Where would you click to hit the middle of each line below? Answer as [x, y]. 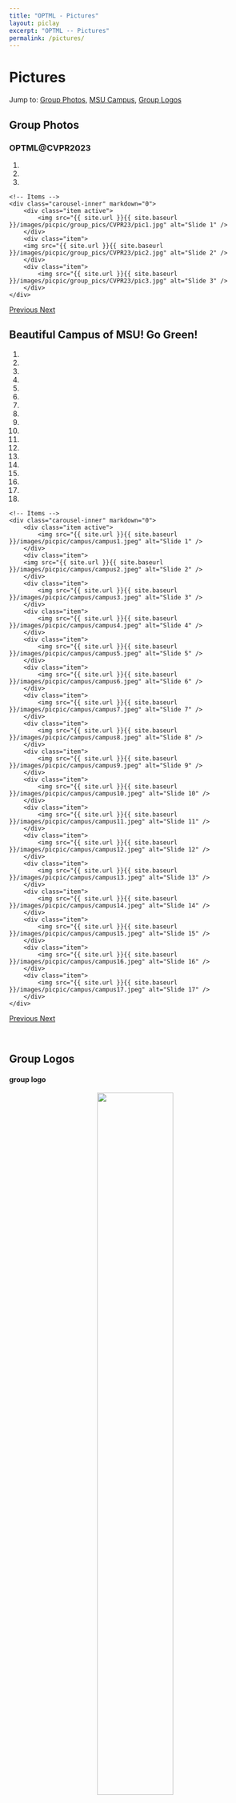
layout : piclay [34, 23]
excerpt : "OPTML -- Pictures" [60, 30]
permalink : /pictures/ [47, 38]
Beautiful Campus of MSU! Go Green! [104, 335]
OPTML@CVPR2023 [50, 147]
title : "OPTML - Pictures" [54, 16]
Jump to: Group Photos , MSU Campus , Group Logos [96, 100]
